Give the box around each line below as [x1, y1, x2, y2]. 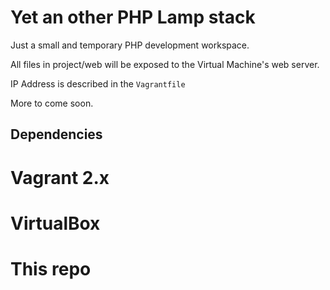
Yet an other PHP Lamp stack [10, 6, 256, 29]
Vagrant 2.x [10, 166, 110, 189]
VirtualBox [10, 212, 101, 235]
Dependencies [10, 126, 103, 143]
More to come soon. [10, 97, 94, 109]
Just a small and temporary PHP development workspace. [10, 39, 250, 51]
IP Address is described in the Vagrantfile [10, 77, 186, 90]
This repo [10, 257, 92, 280]
